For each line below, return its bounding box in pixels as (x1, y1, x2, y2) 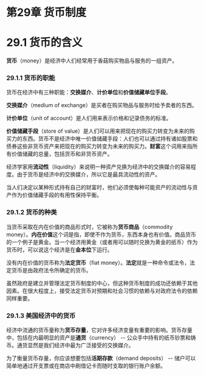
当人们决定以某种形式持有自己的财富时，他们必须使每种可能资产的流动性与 (6, 184, 192, 191)
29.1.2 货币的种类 (6, 208, 57, 217)
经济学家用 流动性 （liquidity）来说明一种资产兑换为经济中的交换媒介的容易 (6, 163, 191, 170)
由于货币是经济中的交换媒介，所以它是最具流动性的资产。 (16, 171, 161, 178)
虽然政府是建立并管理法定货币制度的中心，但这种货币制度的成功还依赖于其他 (6, 279, 198, 287)
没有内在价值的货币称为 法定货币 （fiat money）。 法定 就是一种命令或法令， (6, 259, 190, 266)
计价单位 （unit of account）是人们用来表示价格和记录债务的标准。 (6, 114, 172, 122)
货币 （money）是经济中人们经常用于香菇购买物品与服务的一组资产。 (6, 57, 178, 65)
